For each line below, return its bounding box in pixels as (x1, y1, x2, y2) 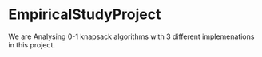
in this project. (8, 40, 56, 49)
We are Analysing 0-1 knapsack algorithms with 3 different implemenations (8, 32, 255, 41)
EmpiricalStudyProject (8, 6, 161, 24)
